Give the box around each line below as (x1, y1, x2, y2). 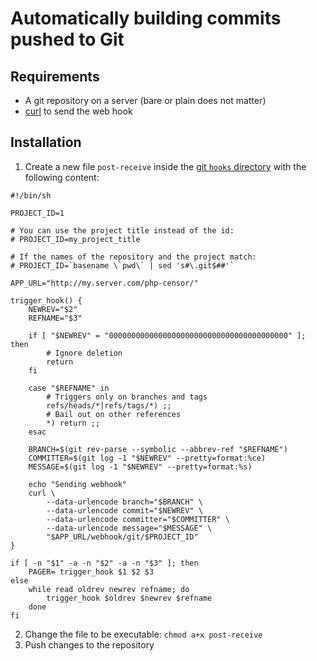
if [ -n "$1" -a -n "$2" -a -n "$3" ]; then (10, 558, 199, 568)
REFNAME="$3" (28, 313, 83, 323)
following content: (24, 171, 100, 183)
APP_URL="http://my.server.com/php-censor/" (10, 278, 199, 288)
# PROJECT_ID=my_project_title (10, 234, 141, 244)
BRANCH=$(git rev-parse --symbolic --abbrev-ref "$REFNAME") (28, 444, 288, 454)
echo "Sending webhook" (28, 479, 128, 489)
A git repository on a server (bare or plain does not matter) (24, 95, 267, 106)
